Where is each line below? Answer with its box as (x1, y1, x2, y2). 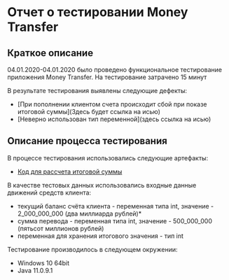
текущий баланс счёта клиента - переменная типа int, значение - (17, 202, 214, 210)
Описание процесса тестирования (7, 135, 168, 147)
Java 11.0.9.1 (17, 266, 53, 274)
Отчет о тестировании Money (7, 4, 188, 20)
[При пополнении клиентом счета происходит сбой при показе (17, 100, 207, 108)
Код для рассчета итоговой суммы (17, 167, 123, 176)
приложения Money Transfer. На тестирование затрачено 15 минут (7, 73, 207, 81)
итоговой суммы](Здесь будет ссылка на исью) (17, 108, 161, 115)
